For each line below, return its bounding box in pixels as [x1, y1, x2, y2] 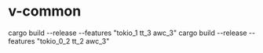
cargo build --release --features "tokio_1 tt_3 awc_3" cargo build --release [8, 28, 247, 37]
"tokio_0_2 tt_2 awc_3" [36, 36, 110, 45]
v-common [8, 2, 82, 20]
